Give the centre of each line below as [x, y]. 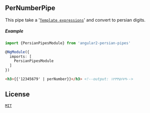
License [17, 95]
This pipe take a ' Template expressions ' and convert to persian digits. [75, 20]
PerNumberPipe [30, 8]
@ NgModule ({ [17, 52]
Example [14, 31]
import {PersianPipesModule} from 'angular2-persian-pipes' [68, 43]
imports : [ [21, 56]
